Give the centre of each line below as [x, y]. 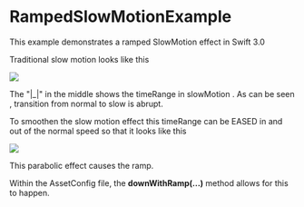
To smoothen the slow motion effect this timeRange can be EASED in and [146, 121]
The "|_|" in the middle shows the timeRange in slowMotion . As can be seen [152, 94]
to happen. [29, 192]
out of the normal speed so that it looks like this [98, 131]
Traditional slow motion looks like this [79, 59]
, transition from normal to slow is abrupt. [86, 103]
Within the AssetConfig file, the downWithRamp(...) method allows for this [149, 182]
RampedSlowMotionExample [121, 17]
